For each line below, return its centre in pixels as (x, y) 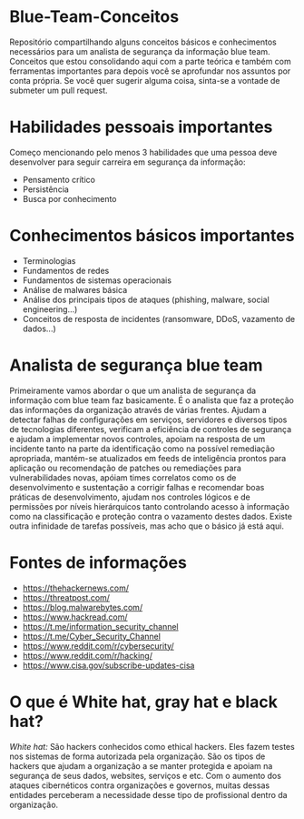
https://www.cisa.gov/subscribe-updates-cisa (108, 665)
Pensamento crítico (59, 179)
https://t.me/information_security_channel (100, 626)
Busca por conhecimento (69, 198)
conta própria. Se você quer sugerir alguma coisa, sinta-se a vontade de (145, 80)
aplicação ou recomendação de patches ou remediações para (126, 468)
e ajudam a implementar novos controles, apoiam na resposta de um (137, 439)
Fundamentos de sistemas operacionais (97, 280)
